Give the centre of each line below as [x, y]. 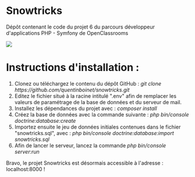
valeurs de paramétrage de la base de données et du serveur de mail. [98, 102]
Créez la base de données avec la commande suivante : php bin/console [102, 114]
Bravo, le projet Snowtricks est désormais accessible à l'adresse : [85, 163]
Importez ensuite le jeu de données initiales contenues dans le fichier [97, 127]
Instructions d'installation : [73, 68]
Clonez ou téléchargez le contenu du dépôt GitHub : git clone [88, 83]
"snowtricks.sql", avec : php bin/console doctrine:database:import [94, 133]
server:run [27, 151]
